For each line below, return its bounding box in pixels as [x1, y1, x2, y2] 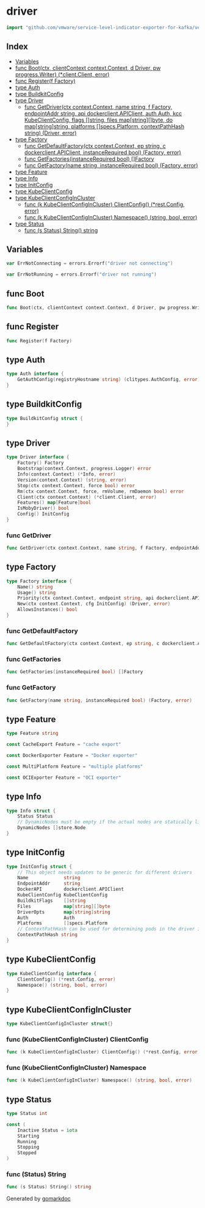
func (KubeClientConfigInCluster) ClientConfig [6, 1035, 149, 1044]
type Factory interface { [6, 578, 72, 584]
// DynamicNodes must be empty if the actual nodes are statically [17, 819, 192, 825]
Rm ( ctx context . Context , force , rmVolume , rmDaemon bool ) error [17, 488, 184, 495]
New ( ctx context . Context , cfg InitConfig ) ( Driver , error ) [17, 601, 171, 607]
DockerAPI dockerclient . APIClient [17, 886, 124, 893]
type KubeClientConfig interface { [6, 970, 97, 976]
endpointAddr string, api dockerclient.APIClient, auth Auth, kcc [24, 109, 182, 117]
